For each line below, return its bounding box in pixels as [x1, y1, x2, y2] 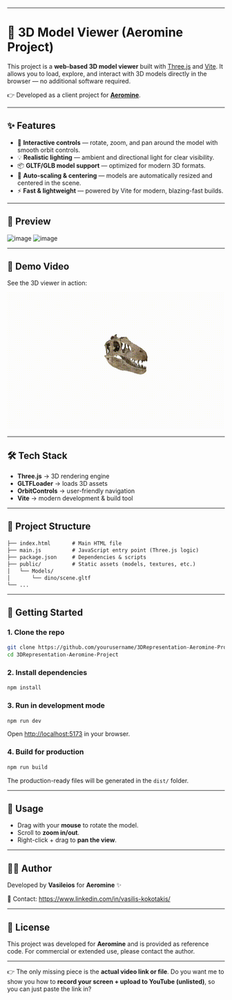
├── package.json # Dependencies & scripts [7, 554, 147, 561]
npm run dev [7, 717, 41, 724]
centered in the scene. [17, 178, 81, 187]
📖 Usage [7, 803, 43, 815]
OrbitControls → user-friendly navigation [17, 486, 135, 495]
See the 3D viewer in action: [7, 279, 88, 288]
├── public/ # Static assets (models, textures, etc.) [7, 561, 196, 568]
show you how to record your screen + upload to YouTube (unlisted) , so [7, 978, 215, 986]
